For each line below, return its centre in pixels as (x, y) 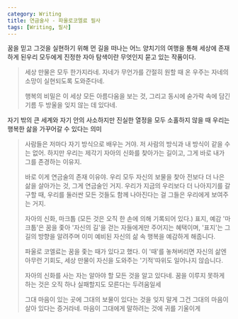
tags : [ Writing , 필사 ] (39, 27)
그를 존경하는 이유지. (53, 162)
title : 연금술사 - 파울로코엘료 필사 (54, 21)
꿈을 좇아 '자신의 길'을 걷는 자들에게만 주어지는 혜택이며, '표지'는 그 (138, 227)
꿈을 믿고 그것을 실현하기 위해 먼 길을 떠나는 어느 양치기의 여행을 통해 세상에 (112, 48)
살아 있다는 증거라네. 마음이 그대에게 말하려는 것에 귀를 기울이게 (112, 308)
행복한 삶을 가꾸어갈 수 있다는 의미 (55, 129)
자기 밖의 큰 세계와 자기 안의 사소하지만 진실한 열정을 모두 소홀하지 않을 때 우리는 (119, 120)
